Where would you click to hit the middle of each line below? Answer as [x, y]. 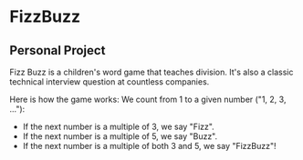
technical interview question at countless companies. [110, 82]
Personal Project [57, 50]
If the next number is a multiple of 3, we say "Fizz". [118, 126]
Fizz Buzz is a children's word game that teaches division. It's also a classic [151, 72]
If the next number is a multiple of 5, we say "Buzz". [120, 136]
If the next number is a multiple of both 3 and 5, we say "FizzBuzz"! [149, 146]
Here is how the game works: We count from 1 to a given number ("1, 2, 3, [148, 99]
